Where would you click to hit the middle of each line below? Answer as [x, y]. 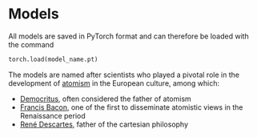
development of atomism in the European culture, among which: [114, 83]
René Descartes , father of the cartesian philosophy [104, 124]
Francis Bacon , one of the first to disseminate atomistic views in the [131, 107]
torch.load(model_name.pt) [53, 59]
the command [31, 44]
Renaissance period [52, 115]
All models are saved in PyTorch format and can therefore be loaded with [129, 36]
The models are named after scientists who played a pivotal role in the [124, 75]
